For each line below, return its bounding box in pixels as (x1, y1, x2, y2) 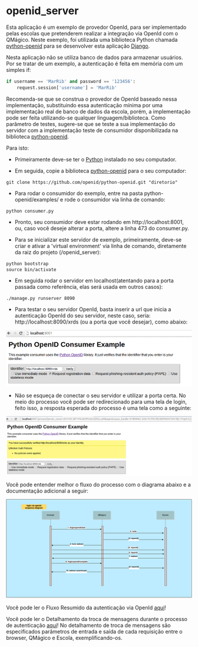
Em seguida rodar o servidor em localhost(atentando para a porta (14, 277, 174, 284)
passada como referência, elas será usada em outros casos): (14, 283, 163, 290)
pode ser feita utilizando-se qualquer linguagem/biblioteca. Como (6, 114, 166, 121)
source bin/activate (6, 266, 57, 272)
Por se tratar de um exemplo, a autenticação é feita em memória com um (6, 60, 183, 67)
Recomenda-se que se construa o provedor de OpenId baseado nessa (6, 95, 177, 103)
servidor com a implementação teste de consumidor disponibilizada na (6, 127, 179, 134)
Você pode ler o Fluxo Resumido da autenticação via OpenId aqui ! (6, 604, 166, 611)
